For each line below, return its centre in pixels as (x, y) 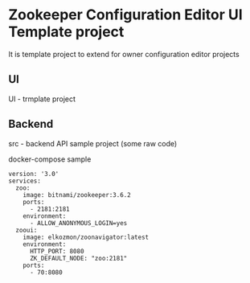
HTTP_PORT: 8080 (57, 251)
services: (25, 181)
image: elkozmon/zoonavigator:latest (86, 237)
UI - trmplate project (42, 99)
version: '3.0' (34, 174)
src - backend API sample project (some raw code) (93, 143)
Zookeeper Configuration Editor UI (125, 15)
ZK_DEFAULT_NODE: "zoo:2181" (78, 258)
